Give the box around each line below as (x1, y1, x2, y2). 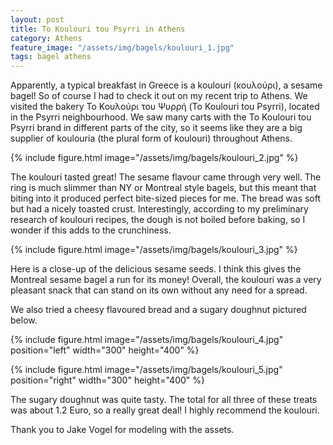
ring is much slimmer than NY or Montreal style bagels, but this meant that (10, 182, 317, 194)
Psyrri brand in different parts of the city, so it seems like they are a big (10, 122, 303, 134)
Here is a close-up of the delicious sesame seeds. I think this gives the (10, 263, 302, 275)
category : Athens (10, 33, 83, 43)
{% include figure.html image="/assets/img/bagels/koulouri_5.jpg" (10, 364, 283, 376)
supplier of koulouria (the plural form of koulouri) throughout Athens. (10, 132, 293, 145)
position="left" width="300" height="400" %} (10, 344, 200, 356)
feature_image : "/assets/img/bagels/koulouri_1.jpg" (10, 42, 235, 53)
